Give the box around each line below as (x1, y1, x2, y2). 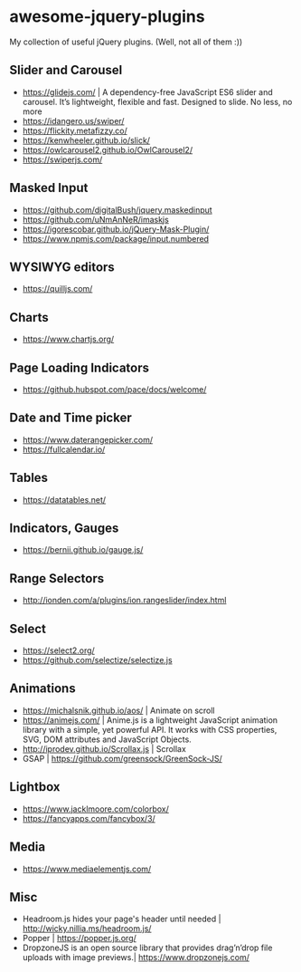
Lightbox (9, 779, 61, 794)
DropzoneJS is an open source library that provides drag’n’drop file (22, 942, 273, 953)
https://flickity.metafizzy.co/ (22, 125, 128, 136)
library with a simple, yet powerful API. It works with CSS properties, (22, 724, 277, 735)
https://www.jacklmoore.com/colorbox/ (22, 804, 170, 814)
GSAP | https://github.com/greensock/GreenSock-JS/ (22, 753, 223, 764)
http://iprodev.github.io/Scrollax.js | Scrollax (22, 743, 187, 754)
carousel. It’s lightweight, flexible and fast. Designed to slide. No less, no (22, 96, 293, 107)
